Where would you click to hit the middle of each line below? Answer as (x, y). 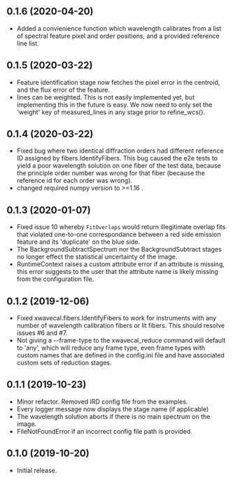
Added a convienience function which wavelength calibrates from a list (119, 28)
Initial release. (37, 470)
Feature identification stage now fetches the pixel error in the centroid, (118, 82)
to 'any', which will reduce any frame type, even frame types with (111, 348)
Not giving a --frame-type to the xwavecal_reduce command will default (121, 341)
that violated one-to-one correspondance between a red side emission (119, 235)
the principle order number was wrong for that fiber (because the (111, 173)
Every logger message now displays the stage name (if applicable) (113, 409)
